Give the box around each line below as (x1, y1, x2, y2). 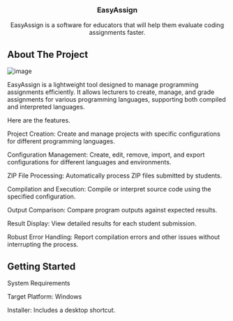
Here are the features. (7, 116, 71, 125)
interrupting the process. (7, 240, 79, 249)
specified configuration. (7, 192, 76, 201)
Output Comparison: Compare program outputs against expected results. (7, 206, 218, 214)
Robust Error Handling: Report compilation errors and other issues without (7, 233, 220, 242)
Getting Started (7, 260, 76, 272)
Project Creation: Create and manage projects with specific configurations (7, 130, 221, 138)
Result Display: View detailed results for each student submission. (7, 219, 197, 228)
